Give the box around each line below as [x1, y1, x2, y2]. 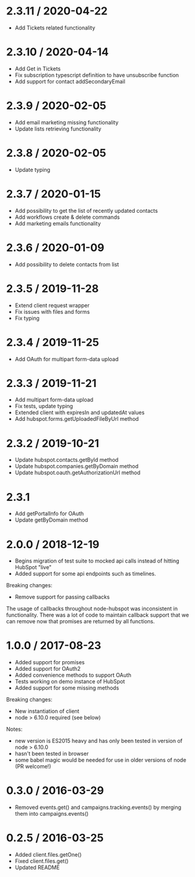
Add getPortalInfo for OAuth [14, 510, 84, 518]
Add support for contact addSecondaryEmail [14, 78, 126, 85]
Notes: [6, 726, 23, 733]
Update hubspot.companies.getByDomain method [14, 463, 139, 470]
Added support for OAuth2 [14, 665, 81, 673]
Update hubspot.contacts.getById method [14, 456, 118, 463]
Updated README [14, 864, 60, 871]
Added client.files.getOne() [14, 851, 82, 858]
